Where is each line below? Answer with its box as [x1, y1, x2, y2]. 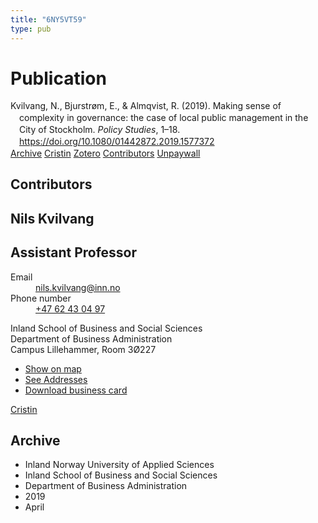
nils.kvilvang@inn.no [35, 281, 121, 293]
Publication [10, 67, 107, 90]
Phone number [10, 292, 72, 304]
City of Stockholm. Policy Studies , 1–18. [19, 124, 181, 136]
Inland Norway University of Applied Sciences [24, 459, 215, 471]
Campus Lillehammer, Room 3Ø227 [10, 343, 157, 355]
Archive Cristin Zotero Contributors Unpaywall [10, 147, 201, 159]
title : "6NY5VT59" [10, 14, 87, 25]
